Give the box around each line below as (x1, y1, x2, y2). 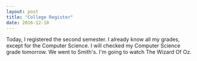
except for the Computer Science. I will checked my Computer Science (6, 42, 181, 49)
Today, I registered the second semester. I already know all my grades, (6, 36, 180, 43)
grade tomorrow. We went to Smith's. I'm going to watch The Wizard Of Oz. (6, 49, 192, 56)
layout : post (6, 8, 39, 15)
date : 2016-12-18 (6, 20, 50, 25)
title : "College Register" (6, 14, 73, 20)
